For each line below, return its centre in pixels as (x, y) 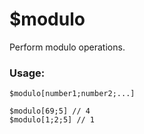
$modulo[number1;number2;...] (72, 94)
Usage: (27, 73)
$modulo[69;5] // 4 (50, 111)
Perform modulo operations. (67, 47)
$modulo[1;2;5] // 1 (52, 120)
